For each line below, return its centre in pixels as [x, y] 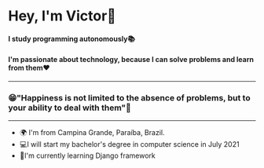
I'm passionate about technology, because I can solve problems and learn [131, 60]
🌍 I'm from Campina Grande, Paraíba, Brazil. [92, 133]
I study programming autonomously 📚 [71, 38]
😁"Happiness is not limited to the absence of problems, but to [129, 97]
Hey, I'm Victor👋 [62, 16]
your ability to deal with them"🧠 [70, 108]
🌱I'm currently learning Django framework [87, 155]
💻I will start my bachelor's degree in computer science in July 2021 [129, 144]
